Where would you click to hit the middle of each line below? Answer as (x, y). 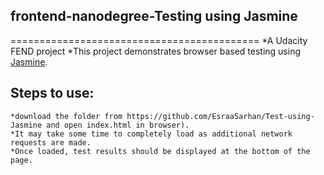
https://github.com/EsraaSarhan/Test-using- (220, 116)
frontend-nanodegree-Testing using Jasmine (154, 16)
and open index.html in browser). (118, 125)
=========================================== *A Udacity (159, 40)
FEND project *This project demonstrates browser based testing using (155, 51)
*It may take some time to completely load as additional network (151, 134)
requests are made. (51, 142)
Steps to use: (52, 93)
